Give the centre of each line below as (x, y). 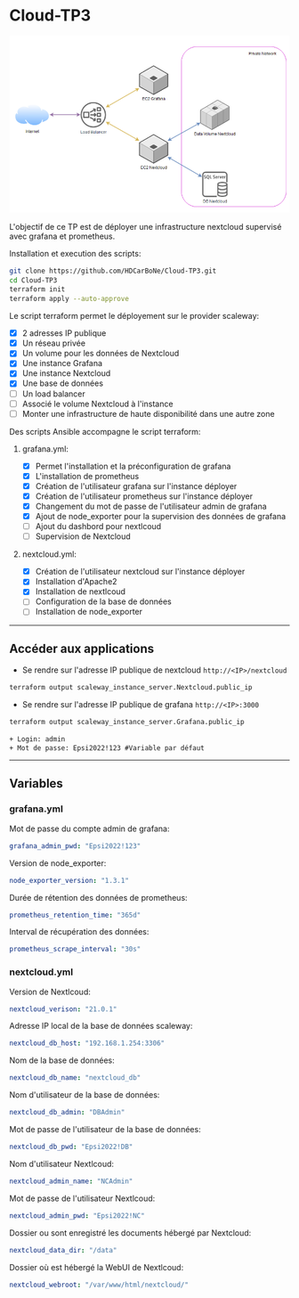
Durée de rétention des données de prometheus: (99, 897)
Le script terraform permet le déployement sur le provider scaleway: (134, 316)
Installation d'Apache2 (76, 582)
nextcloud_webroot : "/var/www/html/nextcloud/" (99, 1285)
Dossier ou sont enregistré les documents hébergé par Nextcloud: (130, 1233)
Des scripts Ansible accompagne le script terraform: (105, 431)
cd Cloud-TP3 (33, 280)
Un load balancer (54, 394)
